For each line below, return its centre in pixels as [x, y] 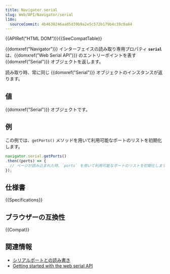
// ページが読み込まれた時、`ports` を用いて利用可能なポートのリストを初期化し [84, 165]
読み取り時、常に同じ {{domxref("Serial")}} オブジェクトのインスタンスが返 [84, 73]
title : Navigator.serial [31, 10]
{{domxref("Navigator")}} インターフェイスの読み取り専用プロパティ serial [83, 49]
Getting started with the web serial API [53, 266]
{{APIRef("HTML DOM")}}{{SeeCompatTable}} [54, 39]
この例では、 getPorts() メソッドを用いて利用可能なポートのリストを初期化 [84, 140]
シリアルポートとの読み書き [41, 260]
